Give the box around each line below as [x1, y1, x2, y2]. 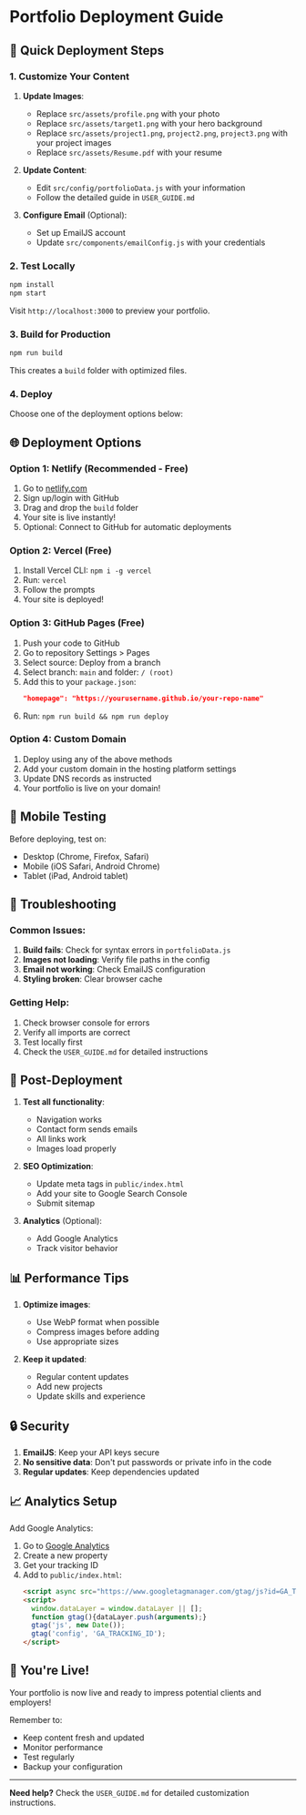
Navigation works [36, 1114, 103, 1126]
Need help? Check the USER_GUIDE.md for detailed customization [9, 1787, 250, 1798]
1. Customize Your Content [9, 70, 130, 83]
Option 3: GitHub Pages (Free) [9, 617, 146, 629]
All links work [36, 1134, 87, 1145]
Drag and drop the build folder [22, 503, 138, 514]
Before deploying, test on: [9, 833, 107, 844]
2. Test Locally [9, 260, 76, 272]
